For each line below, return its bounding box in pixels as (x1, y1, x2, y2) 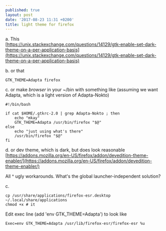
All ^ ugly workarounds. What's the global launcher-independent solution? (5, 173, 161, 180)
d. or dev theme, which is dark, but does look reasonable (5, 147, 125, 153)
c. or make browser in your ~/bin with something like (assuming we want (5, 87, 158, 93)
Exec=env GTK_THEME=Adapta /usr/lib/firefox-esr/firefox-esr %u (5, 221, 145, 226)
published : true (5, 7, 40, 13)
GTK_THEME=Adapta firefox (5, 78, 60, 83)
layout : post (5, 12, 33, 17)
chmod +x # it (5, 202, 36, 207)
